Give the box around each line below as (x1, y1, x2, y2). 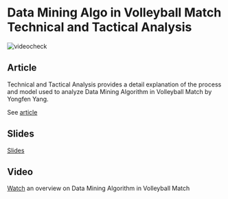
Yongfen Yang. (7, 95, 49, 103)
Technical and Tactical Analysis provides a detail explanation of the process (7, 80, 222, 89)
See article (7, 108, 38, 116)
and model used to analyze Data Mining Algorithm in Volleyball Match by (7, 87, 212, 95)
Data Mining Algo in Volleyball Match (7, 5, 222, 21)
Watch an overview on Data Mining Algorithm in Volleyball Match (7, 184, 190, 193)
